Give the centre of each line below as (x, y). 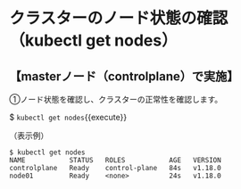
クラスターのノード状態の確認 (119, 18)
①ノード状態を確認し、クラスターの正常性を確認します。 (116, 99)
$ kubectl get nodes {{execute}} (68, 117)
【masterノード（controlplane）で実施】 (124, 76)
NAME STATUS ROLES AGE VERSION (115, 160)
